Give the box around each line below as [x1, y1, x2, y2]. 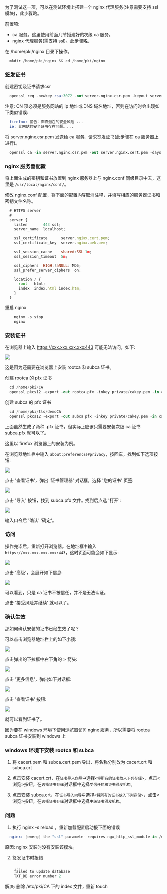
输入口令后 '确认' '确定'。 [5, 517, 57, 523]
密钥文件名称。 [5, 198, 36, 204]
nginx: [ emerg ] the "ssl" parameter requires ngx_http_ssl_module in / [9, 834, 162, 839]
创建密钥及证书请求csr [5, 84, 51, 90]
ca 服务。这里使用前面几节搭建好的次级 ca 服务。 [12, 32, 113, 37]
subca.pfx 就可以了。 [5, 430, 49, 436]
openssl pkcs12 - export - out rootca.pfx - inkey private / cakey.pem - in [9, 389, 159, 394]
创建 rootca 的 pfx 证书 [5, 375, 52, 381]
